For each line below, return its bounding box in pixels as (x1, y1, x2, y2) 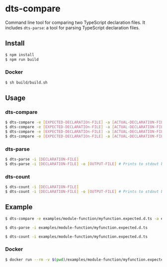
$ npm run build (5, 57, 39, 62)
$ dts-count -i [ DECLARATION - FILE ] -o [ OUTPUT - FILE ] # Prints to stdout (5, 189, 159, 194)
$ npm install (5, 52, 35, 57)
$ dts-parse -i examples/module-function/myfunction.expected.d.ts (5, 225, 148, 230)
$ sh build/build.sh (5, 80, 48, 85)
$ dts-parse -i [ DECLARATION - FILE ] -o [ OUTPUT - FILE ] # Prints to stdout (5, 162, 159, 167)
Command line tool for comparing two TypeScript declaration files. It (5, 19, 146, 25)
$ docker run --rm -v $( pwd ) (5, 257, 66, 262)
